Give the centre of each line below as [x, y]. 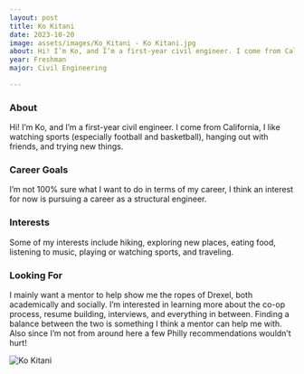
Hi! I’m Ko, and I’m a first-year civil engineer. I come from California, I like [145, 127]
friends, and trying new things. [66, 146]
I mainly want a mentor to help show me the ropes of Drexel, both [131, 295]
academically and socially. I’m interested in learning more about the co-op [147, 304]
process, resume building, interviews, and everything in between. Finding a [149, 314]
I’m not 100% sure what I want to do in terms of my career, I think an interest [152, 190]
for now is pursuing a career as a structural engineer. [108, 199]
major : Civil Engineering [58, 69]
